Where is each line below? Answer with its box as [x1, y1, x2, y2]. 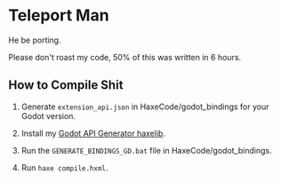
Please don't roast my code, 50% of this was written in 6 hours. [8, 51, 242, 62]
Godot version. [20, 110, 76, 121]
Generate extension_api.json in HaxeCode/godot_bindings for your [20, 101, 269, 112]
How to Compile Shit [8, 77, 124, 93]
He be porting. [8, 35, 61, 45]
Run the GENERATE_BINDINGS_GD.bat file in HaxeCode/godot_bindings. [20, 145, 272, 155]
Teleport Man [8, 5, 109, 26]
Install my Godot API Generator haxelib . [20, 128, 166, 138]
